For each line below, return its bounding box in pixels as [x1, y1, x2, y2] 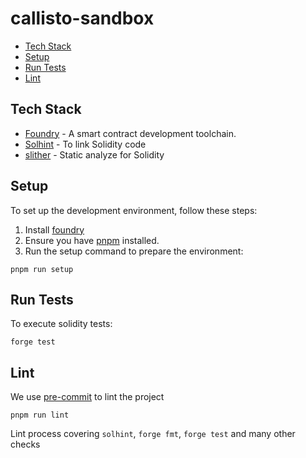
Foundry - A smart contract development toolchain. [24, 127, 237, 139]
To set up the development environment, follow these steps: [10, 204, 258, 216]
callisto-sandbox [10, 7, 155, 30]
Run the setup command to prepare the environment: [24, 245, 244, 257]
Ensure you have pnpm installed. [24, 234, 160, 246]
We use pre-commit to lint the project [10, 391, 165, 403]
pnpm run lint [10, 410, 70, 421]
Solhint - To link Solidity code [24, 138, 147, 150]
